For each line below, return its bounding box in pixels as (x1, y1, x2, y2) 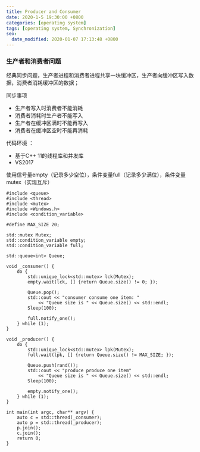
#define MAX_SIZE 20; (6, 222, 60, 228)
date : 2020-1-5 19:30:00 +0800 (6, 14, 84, 20)
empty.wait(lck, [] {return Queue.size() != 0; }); (27, 279, 159, 285)
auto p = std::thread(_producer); (17, 420, 102, 426)
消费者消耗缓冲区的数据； (16, 79, 79, 86)
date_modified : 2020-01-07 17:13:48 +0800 (11, 36, 118, 42)
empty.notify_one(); (27, 388, 79, 395)
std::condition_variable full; (6, 242, 84, 249)
